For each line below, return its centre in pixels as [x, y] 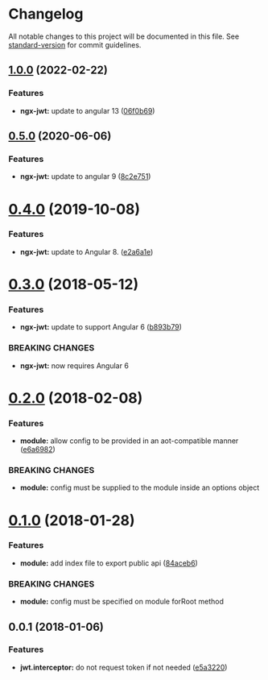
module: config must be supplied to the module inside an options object [140, 487]
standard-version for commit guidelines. [75, 44]
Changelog [46, 14]
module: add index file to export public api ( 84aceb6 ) [109, 563]
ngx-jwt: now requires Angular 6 [74, 365]
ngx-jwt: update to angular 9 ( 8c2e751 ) [85, 176]
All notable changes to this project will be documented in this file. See [124, 36]
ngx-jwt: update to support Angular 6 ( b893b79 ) [101, 327]
